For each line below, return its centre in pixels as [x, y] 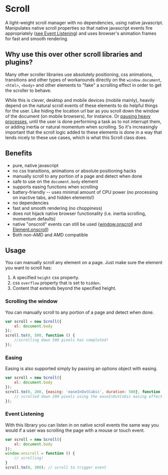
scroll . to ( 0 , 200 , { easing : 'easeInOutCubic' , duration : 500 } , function [83, 392]
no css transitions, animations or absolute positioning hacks [74, 171]
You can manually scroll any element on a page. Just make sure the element [84, 263]
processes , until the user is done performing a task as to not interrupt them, [83, 122]
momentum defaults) [34, 218]
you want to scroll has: [29, 268]
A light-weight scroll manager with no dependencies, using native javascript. [84, 23]
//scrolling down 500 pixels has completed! [61, 340]
